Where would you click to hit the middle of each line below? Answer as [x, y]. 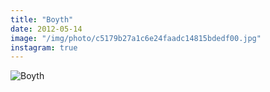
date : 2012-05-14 [46, 29]
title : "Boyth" [42, 19]
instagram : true [44, 47]
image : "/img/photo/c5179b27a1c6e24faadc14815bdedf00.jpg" [136, 38]
